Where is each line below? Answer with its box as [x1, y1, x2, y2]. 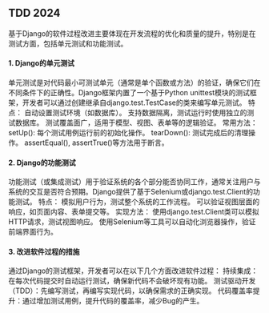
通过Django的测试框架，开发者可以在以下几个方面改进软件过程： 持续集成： [8, 266, 259, 275]
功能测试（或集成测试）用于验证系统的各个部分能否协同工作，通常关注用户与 [8, 177, 261, 187]
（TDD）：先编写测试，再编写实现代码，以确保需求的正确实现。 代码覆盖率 [8, 286, 254, 295]
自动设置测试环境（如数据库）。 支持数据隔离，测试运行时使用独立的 [23, 108, 247, 118]
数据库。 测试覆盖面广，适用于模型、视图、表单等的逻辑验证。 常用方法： [14, 118, 258, 127]
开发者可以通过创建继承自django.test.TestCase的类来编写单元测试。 [22, 98, 247, 107]
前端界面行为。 [8, 227, 58, 237]
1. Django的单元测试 [8, 58, 74, 68]
